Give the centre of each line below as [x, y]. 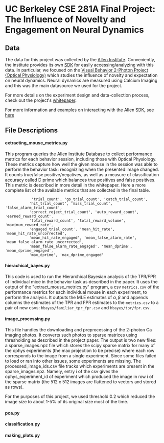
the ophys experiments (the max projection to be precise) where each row [80, 350]
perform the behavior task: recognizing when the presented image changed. [82, 169]
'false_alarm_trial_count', [34, 208]
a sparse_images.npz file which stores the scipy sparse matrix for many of [80, 345]
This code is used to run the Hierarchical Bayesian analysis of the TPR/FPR [81, 276]
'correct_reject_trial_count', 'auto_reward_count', [84, 212]
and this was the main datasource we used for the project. [64, 86]
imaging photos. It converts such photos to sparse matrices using [71, 335]
